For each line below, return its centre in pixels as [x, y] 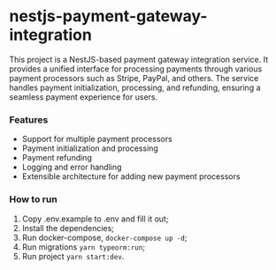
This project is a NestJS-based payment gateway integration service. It [139, 59]
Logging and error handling [72, 167]
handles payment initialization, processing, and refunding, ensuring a [135, 87]
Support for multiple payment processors [97, 139]
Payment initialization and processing [90, 148]
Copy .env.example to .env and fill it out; [95, 219]
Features [29, 119]
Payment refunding [57, 158]
